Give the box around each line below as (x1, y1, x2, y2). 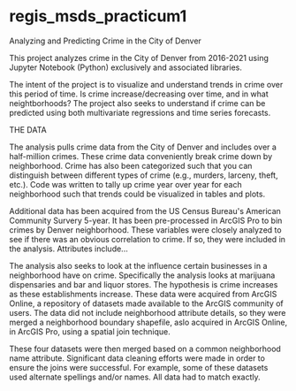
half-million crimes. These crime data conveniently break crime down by (9, 150, 273, 161)
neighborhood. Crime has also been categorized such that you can (9, 160, 253, 171)
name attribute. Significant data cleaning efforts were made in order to (9, 352, 265, 364)
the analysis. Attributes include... (9, 243, 128, 254)
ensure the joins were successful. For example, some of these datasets (9, 362, 269, 372)
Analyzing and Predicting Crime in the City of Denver (9, 35, 201, 46)
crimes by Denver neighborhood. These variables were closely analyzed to (9, 224, 282, 235)
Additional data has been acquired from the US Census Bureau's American (9, 205, 281, 216)
